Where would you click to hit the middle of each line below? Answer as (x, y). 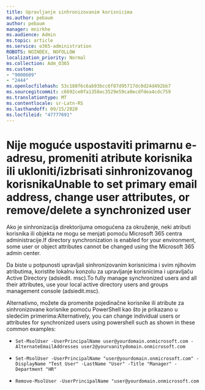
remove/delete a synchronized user (99, 210)
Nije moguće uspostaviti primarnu (95, 145)
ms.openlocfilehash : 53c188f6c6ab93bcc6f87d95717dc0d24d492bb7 (89, 86)
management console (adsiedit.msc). (53, 291)
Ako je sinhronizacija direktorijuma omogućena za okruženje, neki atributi (99, 227)
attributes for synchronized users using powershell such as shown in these (101, 323)
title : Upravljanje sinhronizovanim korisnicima (69, 12)
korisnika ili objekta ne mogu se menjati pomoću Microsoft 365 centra (94, 234)
